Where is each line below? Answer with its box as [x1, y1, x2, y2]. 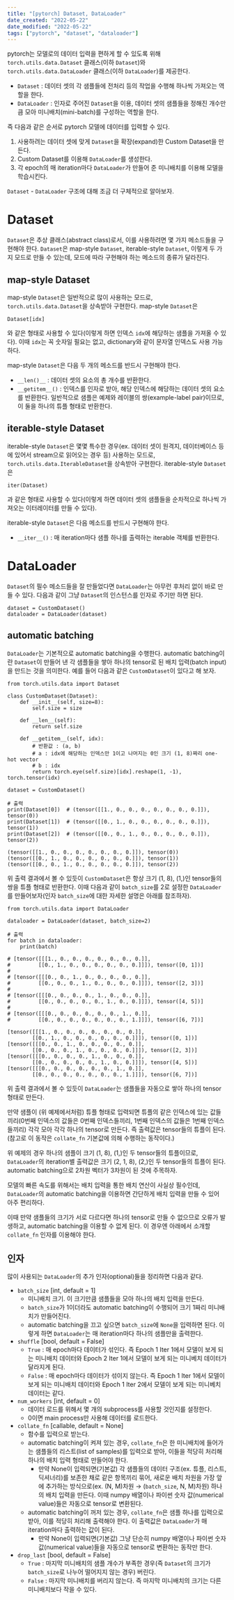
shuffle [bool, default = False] [17, 1338, 104, 1346]
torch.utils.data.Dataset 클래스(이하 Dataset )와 [7, 58, 146, 67]
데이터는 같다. [27, 1389, 65, 1397]
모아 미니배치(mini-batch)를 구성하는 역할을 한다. [24, 108, 159, 116]
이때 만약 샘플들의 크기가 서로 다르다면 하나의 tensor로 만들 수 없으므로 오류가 [7, 1213, 219, 1221]
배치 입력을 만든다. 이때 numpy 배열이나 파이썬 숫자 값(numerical [45, 1491, 224, 1499]
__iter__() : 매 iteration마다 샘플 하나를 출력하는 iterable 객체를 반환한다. [17, 533, 219, 542]
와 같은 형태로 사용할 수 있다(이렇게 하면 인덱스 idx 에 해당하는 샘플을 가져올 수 [7, 329, 219, 337]
